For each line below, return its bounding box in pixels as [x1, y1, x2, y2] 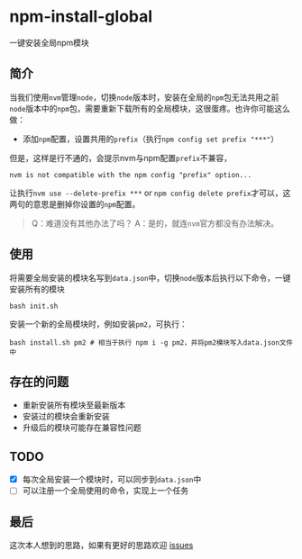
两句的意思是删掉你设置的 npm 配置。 [9, 198, 141, 209]
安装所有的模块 [9, 284, 65, 294]
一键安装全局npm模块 [9, 37, 90, 48]
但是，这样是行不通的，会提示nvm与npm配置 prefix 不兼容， [9, 152, 233, 163]
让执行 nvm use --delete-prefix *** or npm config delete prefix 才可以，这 [9, 187, 291, 198]
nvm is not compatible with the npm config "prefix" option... [9, 170, 252, 179]
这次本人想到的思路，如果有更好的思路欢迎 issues [9, 540, 194, 551]
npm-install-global [9, 6, 153, 27]
